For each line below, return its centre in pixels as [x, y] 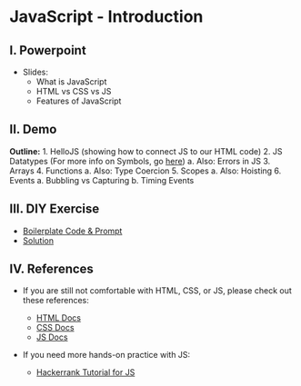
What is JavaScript [71, 82]
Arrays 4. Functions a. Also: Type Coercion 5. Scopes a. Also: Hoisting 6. [145, 171]
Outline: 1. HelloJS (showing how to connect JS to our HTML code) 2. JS [146, 151]
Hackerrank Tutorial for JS [85, 372]
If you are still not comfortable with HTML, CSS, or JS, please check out [157, 291]
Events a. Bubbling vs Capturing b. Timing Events [102, 180]
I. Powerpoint [48, 50]
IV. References [51, 269]
